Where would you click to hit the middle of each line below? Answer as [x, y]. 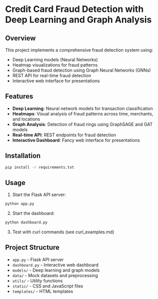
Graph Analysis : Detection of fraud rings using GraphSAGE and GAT [82, 124]
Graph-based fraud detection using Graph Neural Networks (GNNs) [81, 70]
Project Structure [32, 248]
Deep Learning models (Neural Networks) [55, 60]
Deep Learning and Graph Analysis [79, 20]
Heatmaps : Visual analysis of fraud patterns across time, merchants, [83, 113]
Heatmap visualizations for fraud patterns [55, 65]
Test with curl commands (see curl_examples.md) [63, 232]
